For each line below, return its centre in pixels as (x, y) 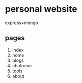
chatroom (22, 65)
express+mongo (22, 23)
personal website (41, 9)
